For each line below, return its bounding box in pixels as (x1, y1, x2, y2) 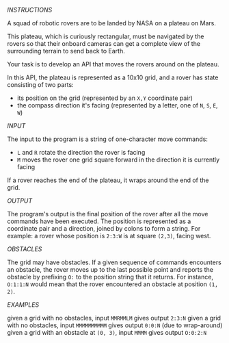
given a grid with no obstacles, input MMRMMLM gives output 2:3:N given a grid (7, 314, 221, 322)
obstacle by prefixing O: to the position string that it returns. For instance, (7, 273, 214, 281)
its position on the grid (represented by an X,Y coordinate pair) (16, 94, 193, 102)
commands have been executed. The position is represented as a (7, 217, 191, 225)
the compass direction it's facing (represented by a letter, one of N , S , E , (16, 101, 218, 109)
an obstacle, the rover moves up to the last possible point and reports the (7, 266, 214, 273)
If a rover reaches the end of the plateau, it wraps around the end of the (7, 176, 210, 184)
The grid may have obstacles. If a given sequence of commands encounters (7, 258, 222, 266)
